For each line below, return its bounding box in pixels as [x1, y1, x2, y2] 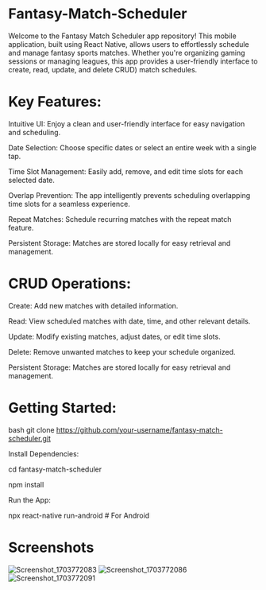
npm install [8, 479, 44, 489]
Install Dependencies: [8, 448, 79, 458]
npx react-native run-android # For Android [8, 510, 150, 520]
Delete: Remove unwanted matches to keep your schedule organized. [8, 347, 236, 356]
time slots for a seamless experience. [8, 199, 131, 208]
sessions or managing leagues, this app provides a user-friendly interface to [8, 56, 258, 66]
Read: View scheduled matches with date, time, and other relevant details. [8, 316, 251, 326]
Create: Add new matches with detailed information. [8, 301, 179, 310]
